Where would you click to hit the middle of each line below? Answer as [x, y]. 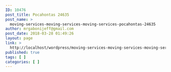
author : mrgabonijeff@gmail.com [39, 29]
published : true [22, 52]
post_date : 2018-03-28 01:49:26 [39, 33]
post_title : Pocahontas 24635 [37, 15]
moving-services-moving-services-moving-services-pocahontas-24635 [83, 24]
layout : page [19, 39]
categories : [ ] [22, 62]
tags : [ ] [16, 57]
